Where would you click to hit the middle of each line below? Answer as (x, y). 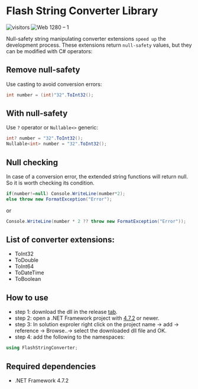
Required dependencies (51, 366)
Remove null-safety (43, 70)
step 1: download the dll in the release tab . (66, 312)
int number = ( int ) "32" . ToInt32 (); (50, 95)
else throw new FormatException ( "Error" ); (59, 199)
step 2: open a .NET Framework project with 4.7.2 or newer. (87, 318)
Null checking (32, 162)
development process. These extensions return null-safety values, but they (99, 45)
